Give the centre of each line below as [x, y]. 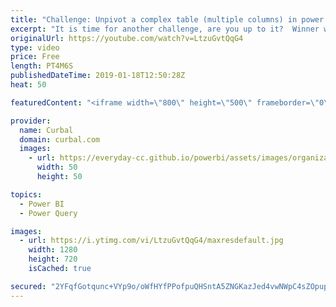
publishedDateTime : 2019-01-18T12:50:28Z [98, 76]
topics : [26, 194]
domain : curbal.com [60, 139]
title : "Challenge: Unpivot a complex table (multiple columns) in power [167, 19]
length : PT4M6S [42, 66]
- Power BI [42, 204]
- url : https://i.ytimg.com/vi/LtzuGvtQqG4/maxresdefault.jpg [151, 241]
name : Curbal [46, 130]
